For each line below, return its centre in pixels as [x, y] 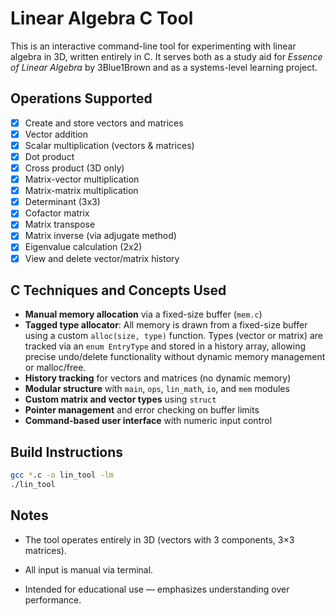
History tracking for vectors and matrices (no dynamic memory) [158, 378]
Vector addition [56, 134]
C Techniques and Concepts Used [118, 290]
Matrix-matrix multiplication [81, 191]
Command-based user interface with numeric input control [148, 421]
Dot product [49, 156]
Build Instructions [67, 452]
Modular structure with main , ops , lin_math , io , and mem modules [157, 389]
